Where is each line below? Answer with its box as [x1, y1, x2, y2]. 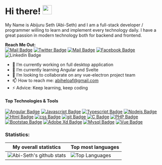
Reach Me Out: [5, 41, 36, 47]
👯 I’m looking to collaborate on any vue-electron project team [12, 72, 136, 78]
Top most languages [70, 144, 120, 151]
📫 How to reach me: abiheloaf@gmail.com [12, 77, 99, 83]
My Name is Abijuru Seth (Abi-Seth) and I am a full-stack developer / [5, 22, 143, 28]
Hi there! [5, 6, 41, 17]
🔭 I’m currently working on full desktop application [12, 62, 114, 67]
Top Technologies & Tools [5, 98, 59, 103]
